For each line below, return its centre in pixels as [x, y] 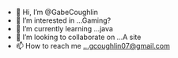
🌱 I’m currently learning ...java [64, 29]
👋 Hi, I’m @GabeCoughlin [57, 12]
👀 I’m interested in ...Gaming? [63, 20]
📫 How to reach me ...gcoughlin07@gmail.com [93, 46]
